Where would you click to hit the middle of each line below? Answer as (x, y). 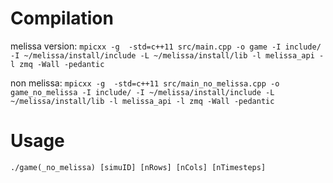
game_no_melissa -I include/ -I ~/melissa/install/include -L (142, 92)
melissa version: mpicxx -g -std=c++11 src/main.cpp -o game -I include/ (166, 46)
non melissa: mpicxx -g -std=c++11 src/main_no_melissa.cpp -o (145, 83)
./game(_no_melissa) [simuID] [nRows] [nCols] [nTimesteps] (138, 167)
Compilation (62, 18)
